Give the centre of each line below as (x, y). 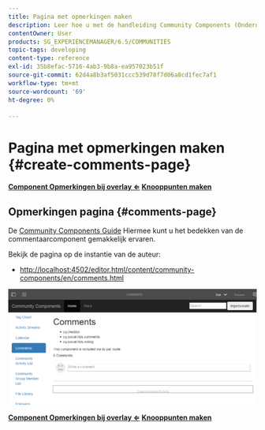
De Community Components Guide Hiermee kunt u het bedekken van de (126, 230)
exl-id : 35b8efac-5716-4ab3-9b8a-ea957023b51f (86, 67)
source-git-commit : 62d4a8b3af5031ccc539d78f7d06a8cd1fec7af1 (112, 75)
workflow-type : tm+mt (44, 83)
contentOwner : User (40, 33)
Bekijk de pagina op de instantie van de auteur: (85, 254)
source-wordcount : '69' (47, 92)
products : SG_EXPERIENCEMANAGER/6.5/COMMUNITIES (90, 42)
